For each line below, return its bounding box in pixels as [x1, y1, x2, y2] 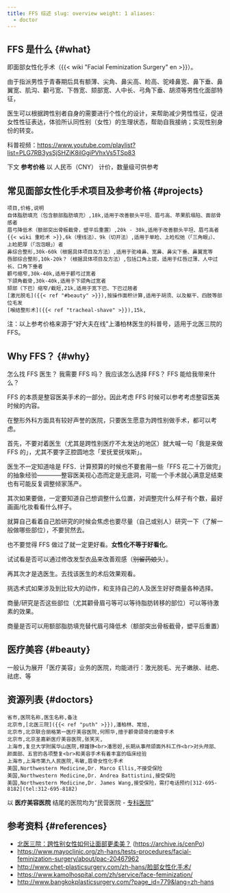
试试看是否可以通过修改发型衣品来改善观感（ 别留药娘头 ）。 [7, 555, 172, 563]
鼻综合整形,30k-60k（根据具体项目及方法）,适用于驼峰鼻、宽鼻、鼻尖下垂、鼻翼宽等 [7, 248, 214, 256]
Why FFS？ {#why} [7, 350, 90, 362]
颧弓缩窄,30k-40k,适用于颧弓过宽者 [7, 270, 97, 278]
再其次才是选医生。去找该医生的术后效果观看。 [7, 569, 139, 578]
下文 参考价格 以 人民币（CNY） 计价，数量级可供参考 [7, 163, 159, 171]
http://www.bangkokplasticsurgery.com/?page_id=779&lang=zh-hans [16, 878, 214, 886]
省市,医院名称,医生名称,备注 [7, 714, 78, 721]
